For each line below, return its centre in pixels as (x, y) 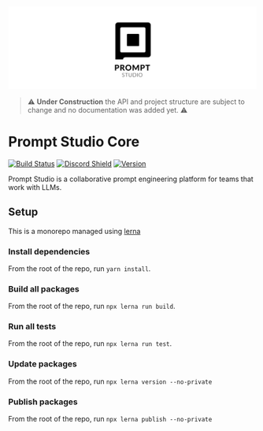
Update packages (43, 364)
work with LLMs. (35, 187)
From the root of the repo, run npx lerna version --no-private (110, 381)
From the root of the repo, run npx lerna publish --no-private (110, 419)
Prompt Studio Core (74, 142)
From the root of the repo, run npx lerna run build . (92, 307)
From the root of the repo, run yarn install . (80, 268)
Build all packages (44, 288)
